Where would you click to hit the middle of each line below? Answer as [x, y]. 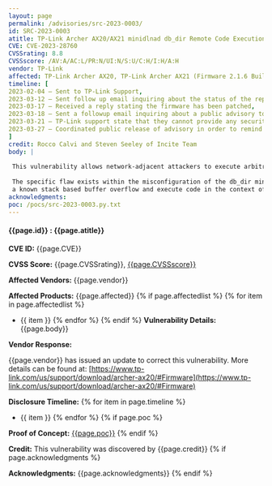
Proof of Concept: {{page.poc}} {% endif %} [83, 433]
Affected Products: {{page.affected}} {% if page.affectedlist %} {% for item [136, 295]
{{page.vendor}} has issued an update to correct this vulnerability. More [129, 360]
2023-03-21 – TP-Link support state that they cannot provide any [123, 122]
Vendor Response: [40, 344]
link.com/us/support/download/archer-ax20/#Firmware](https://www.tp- [130, 377]
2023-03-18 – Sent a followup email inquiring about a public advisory [132, 114]
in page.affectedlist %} [47, 304]
